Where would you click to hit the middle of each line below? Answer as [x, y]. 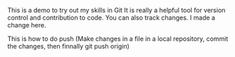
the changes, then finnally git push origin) [68, 46]
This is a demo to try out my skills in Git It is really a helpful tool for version [116, 10]
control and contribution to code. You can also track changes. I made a [111, 18]
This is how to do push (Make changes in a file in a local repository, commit [118, 39]
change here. [27, 25]
